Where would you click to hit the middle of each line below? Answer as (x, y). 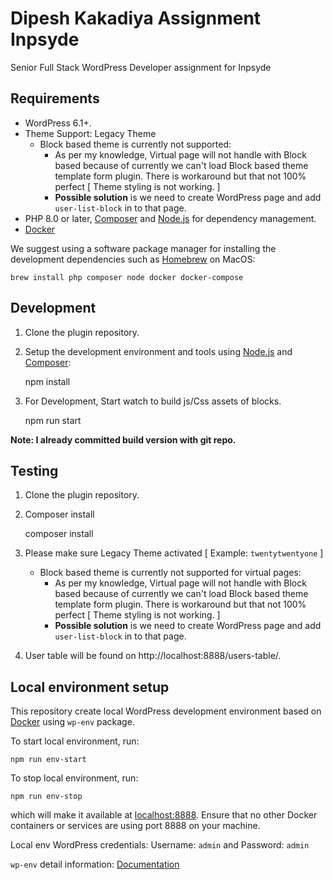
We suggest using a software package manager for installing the (143, 248)
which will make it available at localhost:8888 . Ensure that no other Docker (164, 815)
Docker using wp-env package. (72, 722)
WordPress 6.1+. (58, 123)
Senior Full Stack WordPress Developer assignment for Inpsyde (141, 67)
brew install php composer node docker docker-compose (127, 277)
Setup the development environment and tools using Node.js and (158, 351)
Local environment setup (90, 687)
